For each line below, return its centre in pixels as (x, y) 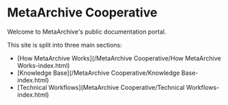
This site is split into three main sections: (65, 45)
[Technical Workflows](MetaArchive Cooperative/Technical (101, 87)
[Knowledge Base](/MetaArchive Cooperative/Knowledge (98, 73)
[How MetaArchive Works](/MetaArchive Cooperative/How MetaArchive (119, 58)
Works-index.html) (43, 65)
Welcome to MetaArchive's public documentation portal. (87, 32)
